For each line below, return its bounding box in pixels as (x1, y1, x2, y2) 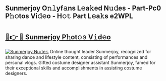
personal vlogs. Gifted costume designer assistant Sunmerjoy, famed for (5, 60, 156, 65)
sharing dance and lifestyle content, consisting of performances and (5, 54, 148, 60)
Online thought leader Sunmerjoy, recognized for (49, 49, 151, 54)
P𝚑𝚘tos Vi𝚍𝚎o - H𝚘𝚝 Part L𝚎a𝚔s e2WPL (5, 12, 133, 21)
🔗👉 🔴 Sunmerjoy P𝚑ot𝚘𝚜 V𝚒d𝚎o (5, 33, 111, 41)
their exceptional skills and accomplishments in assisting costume (5, 65, 142, 71)
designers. (5, 70, 28, 76)
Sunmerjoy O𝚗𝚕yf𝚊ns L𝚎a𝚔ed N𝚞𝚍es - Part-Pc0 (5, 4, 161, 13)
